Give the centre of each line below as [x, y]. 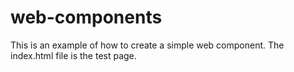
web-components [86, 17]
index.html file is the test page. [73, 55]
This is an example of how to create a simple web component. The [147, 45]
